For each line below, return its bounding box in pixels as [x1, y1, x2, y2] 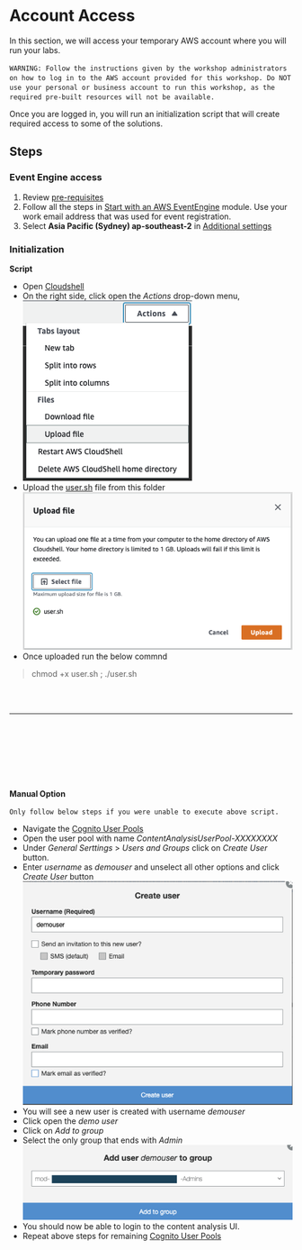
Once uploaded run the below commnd [22, 651, 168, 661]
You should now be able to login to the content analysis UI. [22, 1221, 240, 1232]
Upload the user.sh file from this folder [22, 481, 165, 492]
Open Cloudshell [22, 280, 84, 291]
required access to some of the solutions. [9, 118, 164, 129]
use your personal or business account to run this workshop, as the [9, 83, 276, 92]
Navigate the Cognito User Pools [22, 823, 144, 834]
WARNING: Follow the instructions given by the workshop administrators [9, 64, 288, 73]
